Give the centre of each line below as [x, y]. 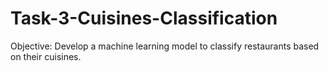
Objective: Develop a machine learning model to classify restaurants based [165, 46]
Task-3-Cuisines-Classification [144, 18]
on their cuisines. [46, 56]
